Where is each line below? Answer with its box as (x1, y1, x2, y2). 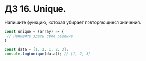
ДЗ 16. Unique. (4, 3, 67, 15)
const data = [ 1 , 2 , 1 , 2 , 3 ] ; (4, 47, 69, 52)
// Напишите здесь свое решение (6, 33, 73, 39)
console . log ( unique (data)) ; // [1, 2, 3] (4, 51, 91, 57)
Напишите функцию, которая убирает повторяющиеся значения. (4, 20, 141, 25)
